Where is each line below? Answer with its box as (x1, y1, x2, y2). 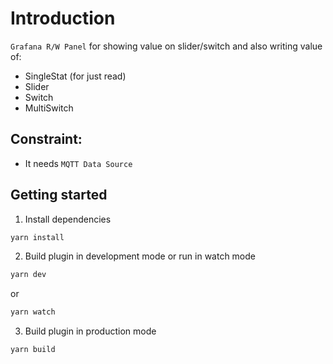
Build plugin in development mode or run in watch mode (24, 250, 257, 262)
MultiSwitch (24, 102, 74, 114)
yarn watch (10, 307, 56, 317)
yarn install (10, 232, 65, 242)
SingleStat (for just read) (24, 70, 127, 82)
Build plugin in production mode (24, 325, 157, 337)
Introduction (10, 7, 116, 30)
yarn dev (10, 270, 47, 280)
